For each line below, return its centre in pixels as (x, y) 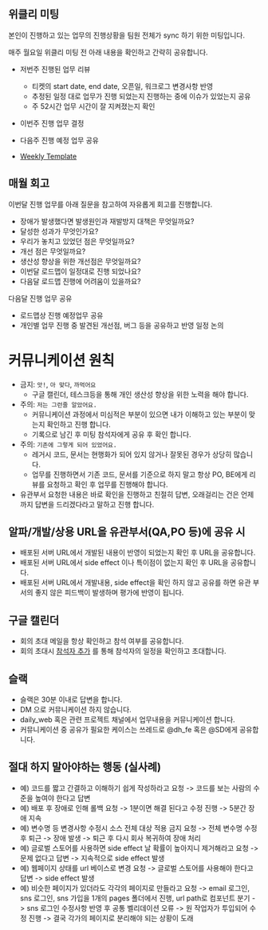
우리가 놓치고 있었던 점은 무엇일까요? (77, 241)
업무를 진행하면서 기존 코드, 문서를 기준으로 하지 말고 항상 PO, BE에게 (140, 474)
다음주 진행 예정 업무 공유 (59, 140)
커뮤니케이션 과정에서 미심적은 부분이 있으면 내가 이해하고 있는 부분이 (139, 414)
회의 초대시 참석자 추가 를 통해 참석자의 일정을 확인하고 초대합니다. (123, 651)
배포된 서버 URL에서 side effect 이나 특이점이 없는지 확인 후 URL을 (124, 563)
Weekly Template (48, 156)
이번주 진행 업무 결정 (52, 123)
